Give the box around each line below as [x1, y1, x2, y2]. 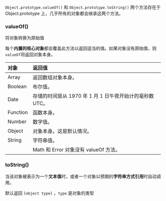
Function [7, 109, 28, 116]
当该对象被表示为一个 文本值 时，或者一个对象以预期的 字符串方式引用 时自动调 [5, 173, 161, 179]
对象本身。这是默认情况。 [33, 128, 92, 135]
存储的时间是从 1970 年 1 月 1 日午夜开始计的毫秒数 [33, 93, 154, 100]
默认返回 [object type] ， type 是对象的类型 [5, 190, 94, 196]
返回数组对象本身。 [33, 74, 78, 81]
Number [7, 118, 27, 125]
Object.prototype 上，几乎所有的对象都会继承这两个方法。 [5, 10, 124, 16]
